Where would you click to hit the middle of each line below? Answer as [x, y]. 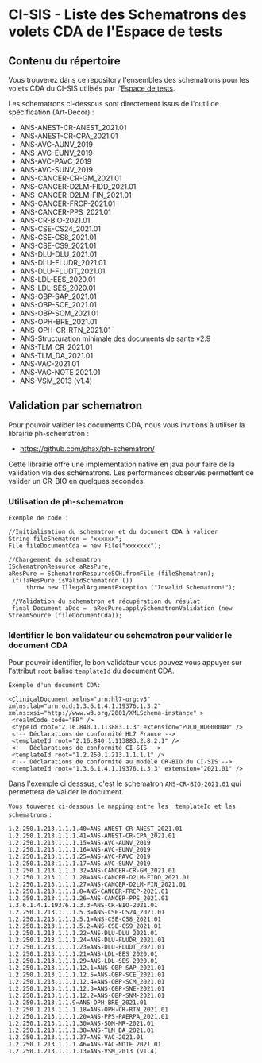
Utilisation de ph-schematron [66, 501]
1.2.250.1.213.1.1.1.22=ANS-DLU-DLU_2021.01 [83, 934]
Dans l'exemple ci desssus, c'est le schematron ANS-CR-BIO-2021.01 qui [125, 783]
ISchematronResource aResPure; [60, 567]
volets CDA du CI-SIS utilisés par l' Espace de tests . [92, 88]
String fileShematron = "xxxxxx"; [65, 539]
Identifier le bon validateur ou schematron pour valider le [120, 636]
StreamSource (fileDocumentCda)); [65, 616]
